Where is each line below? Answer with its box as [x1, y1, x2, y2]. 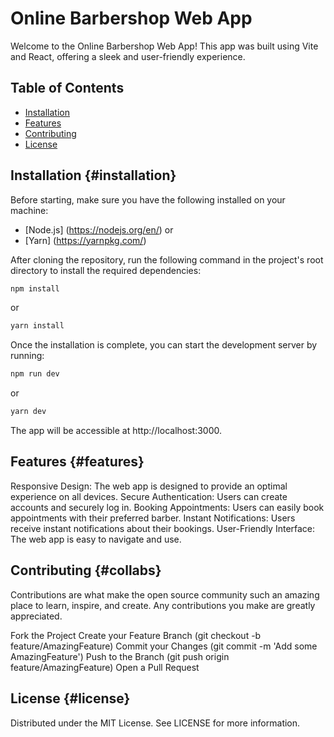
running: [10, 350, 45, 362]
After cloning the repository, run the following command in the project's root [10, 253, 324, 266]
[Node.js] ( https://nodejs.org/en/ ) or [24, 223, 174, 236]
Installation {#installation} [10, 167, 177, 184]
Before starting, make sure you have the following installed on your [10, 193, 286, 206]
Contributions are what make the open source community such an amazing [10, 588, 320, 601]
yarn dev [10, 407, 47, 417]
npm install [10, 283, 60, 294]
